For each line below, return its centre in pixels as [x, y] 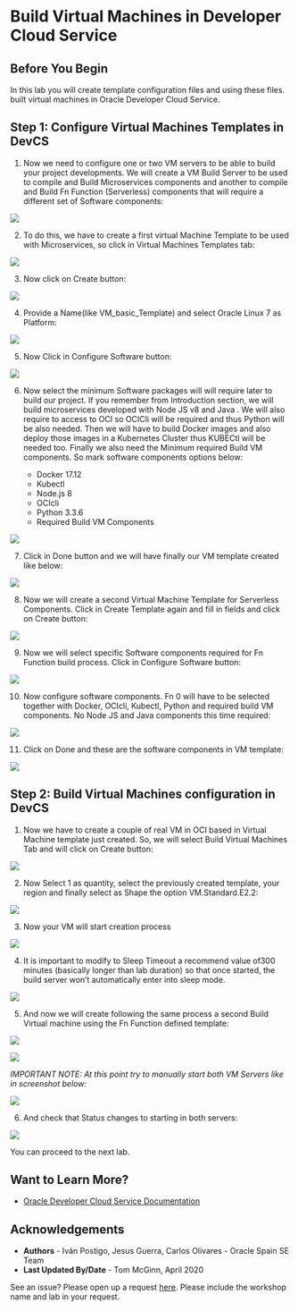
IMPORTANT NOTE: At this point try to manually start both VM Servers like [147, 1074]
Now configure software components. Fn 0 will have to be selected [146, 696]
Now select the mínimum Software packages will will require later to [148, 390]
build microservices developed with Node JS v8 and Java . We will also [154, 410]
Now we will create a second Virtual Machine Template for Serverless [151, 599]
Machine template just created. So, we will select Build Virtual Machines [155, 839]
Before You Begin [59, 68]
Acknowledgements [67, 1229]
